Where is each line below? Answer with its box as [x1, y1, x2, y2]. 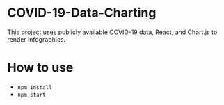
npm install [17, 83, 52, 91]
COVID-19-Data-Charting [7, 5, 157, 21]
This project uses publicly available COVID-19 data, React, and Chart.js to [7, 28, 218, 36]
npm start [17, 91, 47, 98]
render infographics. [7, 35, 66, 43]
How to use [7, 60, 74, 76]
